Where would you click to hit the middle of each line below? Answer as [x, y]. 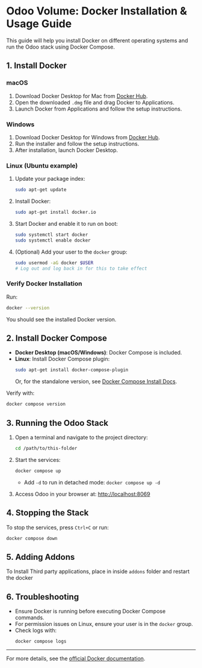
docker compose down [32, 538]
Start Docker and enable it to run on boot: [66, 223]
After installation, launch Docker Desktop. [66, 150]
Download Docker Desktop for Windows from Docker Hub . [87, 137]
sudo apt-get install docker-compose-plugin [72, 370]
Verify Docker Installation [44, 284]
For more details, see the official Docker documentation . [76, 658]
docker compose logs [41, 642]
